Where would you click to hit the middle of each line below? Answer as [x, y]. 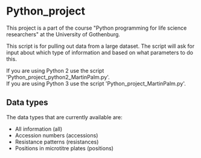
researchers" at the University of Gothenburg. [63, 34]
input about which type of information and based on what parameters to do [100, 52]
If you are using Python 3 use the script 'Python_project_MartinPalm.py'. [96, 84]
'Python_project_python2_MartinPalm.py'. [58, 77]
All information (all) [39, 129]
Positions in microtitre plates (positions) [64, 148]
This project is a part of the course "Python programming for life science [97, 28]
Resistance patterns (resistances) [57, 142]
